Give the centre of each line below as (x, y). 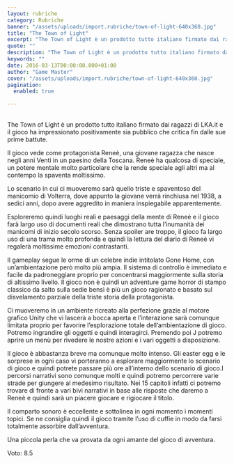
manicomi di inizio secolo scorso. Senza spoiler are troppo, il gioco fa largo (115, 232)
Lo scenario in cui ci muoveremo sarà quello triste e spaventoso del (104, 189)
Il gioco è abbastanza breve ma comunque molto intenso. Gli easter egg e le (116, 354)
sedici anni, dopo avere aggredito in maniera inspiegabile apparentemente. (115, 203)
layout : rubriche (32, 14)
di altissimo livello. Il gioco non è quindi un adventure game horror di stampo (117, 282)
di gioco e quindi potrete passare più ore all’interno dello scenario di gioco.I (116, 368)
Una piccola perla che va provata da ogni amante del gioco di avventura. (111, 440)
